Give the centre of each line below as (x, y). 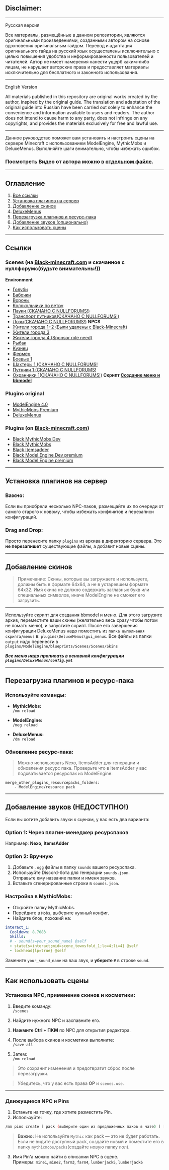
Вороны (21, 300)
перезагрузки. (33, 1073)
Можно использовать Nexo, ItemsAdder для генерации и (78, 763)
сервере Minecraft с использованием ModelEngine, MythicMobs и (76, 143)
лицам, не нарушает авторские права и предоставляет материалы (77, 67)
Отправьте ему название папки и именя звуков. (64, 878)
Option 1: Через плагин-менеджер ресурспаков (67, 832)
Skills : (18, 937)
